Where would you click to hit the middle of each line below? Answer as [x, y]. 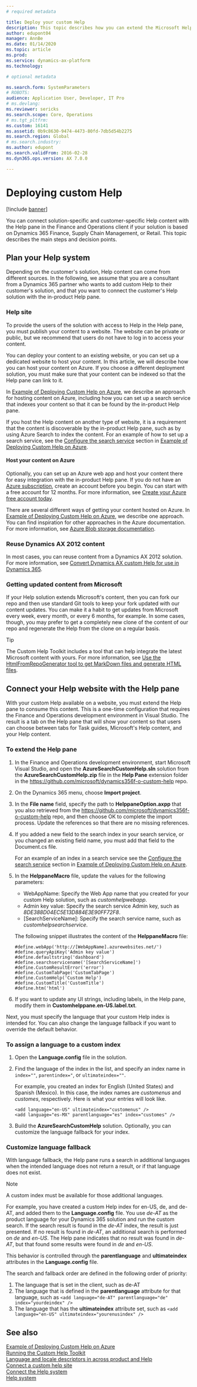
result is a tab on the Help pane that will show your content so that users [94, 721]
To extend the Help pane [42, 750]
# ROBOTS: [18, 93]
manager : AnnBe [25, 39]
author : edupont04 [28, 33]
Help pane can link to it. [35, 380]
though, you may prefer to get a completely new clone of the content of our [97, 623]
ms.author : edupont [30, 148]
